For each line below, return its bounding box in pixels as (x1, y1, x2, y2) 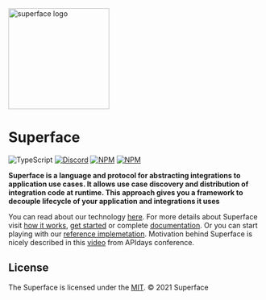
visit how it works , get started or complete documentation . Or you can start (8, 220, 258, 230)
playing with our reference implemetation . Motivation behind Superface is (8, 229, 252, 239)
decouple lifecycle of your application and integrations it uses (8, 196, 220, 206)
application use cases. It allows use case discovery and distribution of (8, 179, 249, 189)
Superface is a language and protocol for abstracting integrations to (8, 170, 241, 180)
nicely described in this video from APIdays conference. (8, 237, 195, 247)
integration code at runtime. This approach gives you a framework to (8, 187, 243, 197)
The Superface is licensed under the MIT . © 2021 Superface (8, 282, 209, 292)
